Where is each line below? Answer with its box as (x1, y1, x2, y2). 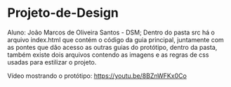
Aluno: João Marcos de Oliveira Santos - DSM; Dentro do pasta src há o (7, 28, 216, 36)
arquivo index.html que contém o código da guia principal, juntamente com (7, 35, 225, 43)
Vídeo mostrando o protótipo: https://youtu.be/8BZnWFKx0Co (7, 72, 187, 80)
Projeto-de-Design (7, 5, 119, 21)
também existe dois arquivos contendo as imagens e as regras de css (7, 51, 209, 59)
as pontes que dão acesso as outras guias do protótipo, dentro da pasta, (7, 43, 218, 51)
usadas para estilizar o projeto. (7, 58, 97, 66)
